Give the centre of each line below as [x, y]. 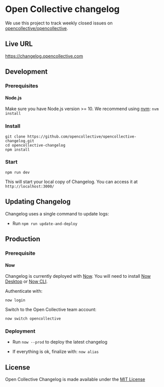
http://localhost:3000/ [30, 186]
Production [23, 239]
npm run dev [17, 172]
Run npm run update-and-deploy [45, 223]
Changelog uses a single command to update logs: [57, 213]
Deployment [20, 331]
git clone [15, 136]
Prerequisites [22, 86]
